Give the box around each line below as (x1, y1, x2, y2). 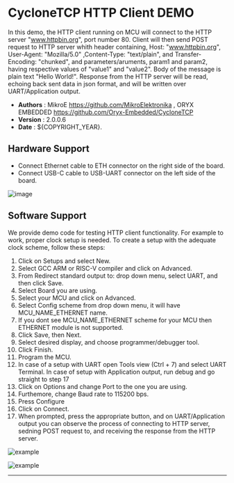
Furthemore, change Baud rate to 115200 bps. (17, 390, 149, 398)
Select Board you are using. (17, 286, 98, 294)
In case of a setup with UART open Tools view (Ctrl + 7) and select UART (17, 360, 227, 368)
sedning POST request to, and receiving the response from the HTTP (17, 427, 216, 435)
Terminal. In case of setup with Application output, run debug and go (17, 367, 215, 376)
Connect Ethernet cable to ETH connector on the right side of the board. (17, 161, 225, 170)
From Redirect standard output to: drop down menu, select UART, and (17, 271, 218, 280)
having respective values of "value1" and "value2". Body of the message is (8, 65, 222, 73)
